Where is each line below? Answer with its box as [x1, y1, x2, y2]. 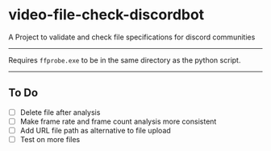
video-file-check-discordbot [8, 6, 205, 24]
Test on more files [19, 134, 81, 144]
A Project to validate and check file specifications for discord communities [8, 32, 256, 42]
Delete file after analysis [19, 107, 101, 117]
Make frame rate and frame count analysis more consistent [19, 116, 217, 126]
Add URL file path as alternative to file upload [19, 125, 171, 135]
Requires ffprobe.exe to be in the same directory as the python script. [8, 55, 241, 65]
